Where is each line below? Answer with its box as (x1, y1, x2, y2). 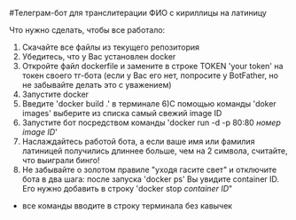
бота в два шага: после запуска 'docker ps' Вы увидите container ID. (21, 174, 280, 185)
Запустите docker (21, 89, 90, 99)
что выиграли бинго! (21, 155, 100, 165)
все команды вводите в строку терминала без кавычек (21, 200, 233, 211)
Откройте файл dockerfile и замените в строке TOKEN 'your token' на (21, 61, 284, 71)
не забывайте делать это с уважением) (21, 80, 172, 90)
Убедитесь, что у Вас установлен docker (21, 51, 176, 61)
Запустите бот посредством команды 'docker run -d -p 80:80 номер (21, 117, 281, 128)
